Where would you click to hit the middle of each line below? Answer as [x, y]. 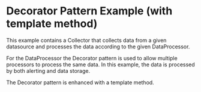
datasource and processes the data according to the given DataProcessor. [98, 47]
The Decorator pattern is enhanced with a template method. [80, 82]
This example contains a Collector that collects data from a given [86, 40]
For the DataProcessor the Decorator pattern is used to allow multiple [92, 58]
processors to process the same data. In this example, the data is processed [100, 65]
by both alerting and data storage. [48, 70]
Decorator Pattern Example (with [89, 11]
